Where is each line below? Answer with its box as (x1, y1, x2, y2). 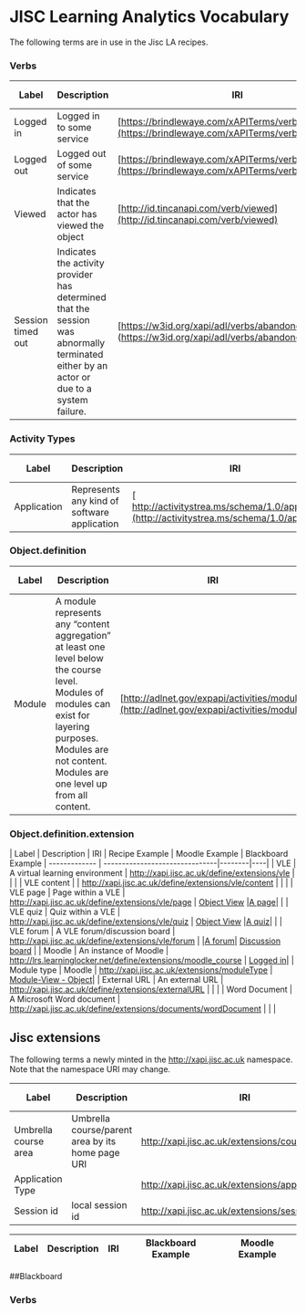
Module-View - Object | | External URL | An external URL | (9, 974, 224, 985)
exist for (55, 709, 91, 722)
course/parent (71, 1123, 133, 1136)
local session (71, 1198, 127, 1211)
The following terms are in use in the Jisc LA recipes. (9, 36, 209, 47)
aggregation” (55, 629, 111, 641)
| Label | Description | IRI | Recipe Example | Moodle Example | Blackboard (9, 849, 289, 860)
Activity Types (9, 432, 76, 445)
